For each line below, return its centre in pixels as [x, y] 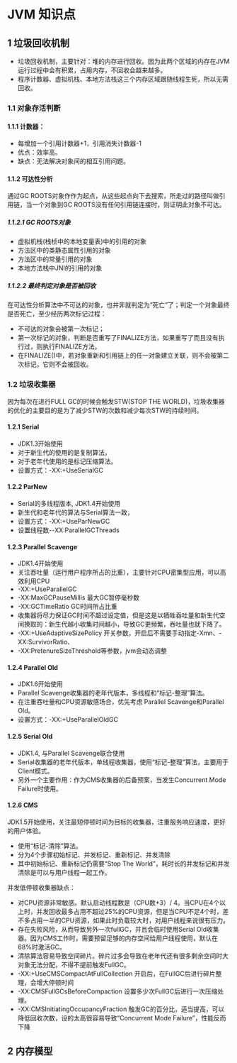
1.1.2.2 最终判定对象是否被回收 [52, 285]
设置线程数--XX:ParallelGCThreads [69, 530]
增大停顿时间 [55, 982]
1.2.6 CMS [23, 805]
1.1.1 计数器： [26, 126]
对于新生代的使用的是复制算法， [64, 452]
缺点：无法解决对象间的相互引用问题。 [73, 161]
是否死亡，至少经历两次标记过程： [57, 314]
